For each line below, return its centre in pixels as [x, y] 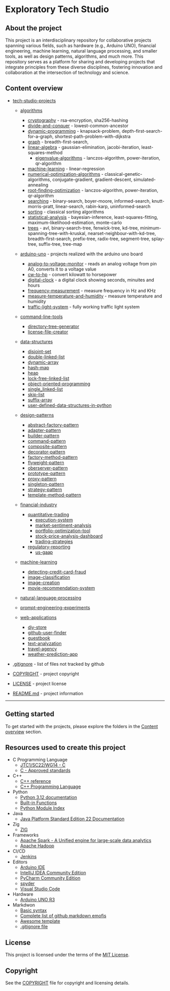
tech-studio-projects [34, 100]
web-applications [38, 617]
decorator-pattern [47, 451]
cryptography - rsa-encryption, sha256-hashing [78, 120]
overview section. [24, 732]
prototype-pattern [47, 473]
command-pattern [47, 441]
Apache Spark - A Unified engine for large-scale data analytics [86, 841]
